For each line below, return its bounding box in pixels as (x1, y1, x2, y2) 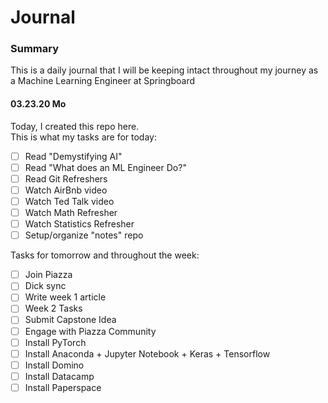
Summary (10, 42, 60, 56)
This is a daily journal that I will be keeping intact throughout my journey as (10, 64, 319, 76)
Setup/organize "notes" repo (24, 229, 144, 241)
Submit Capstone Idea (24, 314, 117, 326)
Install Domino (24, 359, 85, 371)
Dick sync (24, 280, 67, 292)
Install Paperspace (24, 381, 102, 393)
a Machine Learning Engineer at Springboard (10, 75, 195, 87)
